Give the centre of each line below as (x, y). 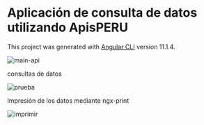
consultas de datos (35, 74)
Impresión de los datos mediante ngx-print (68, 100)
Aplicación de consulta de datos (102, 13)
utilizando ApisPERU (68, 27)
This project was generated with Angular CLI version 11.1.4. (91, 47)
